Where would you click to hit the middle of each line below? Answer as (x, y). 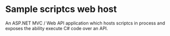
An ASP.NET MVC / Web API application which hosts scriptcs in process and (85, 23)
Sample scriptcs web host (61, 9)
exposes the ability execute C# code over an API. (57, 28)
